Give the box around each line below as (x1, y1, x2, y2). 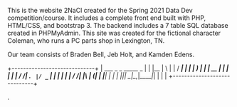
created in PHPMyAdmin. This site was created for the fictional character (7, 29, 221, 37)
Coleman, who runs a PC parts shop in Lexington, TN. (7, 36, 165, 45)
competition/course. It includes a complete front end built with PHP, (7, 14, 206, 22)
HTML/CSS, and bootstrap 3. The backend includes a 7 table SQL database (7, 21, 229, 29)
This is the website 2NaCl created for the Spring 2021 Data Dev (7, 6, 194, 14)
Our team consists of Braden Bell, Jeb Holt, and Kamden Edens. (7, 50, 194, 58)
